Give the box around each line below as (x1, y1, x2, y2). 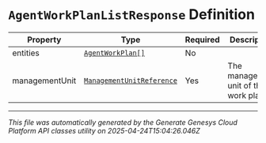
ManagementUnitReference (84, 76, 178, 85)
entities (12, 47, 40, 58)
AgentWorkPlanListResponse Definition (8, 6, 256, 24)
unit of (227, 80, 252, 91)
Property (27, 34, 62, 45)
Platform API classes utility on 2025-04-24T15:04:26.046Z (8, 126, 200, 135)
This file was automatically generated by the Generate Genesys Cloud (8, 117, 237, 127)
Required (184, 34, 220, 45)
